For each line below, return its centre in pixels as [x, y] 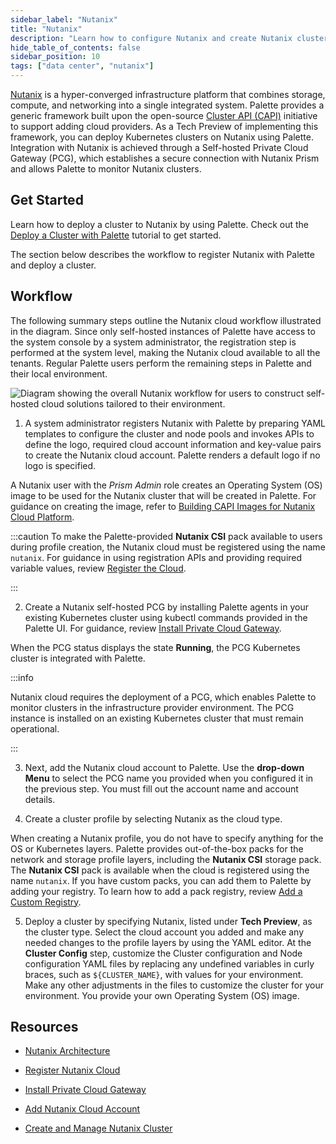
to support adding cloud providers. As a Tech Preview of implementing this [164, 126]
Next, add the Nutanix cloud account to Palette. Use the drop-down [164, 767]
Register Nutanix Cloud [72, 1070]
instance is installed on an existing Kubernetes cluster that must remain [157, 718]
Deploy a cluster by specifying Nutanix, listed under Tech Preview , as [168, 921]
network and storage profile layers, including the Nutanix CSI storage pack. [166, 859]
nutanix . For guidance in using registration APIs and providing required [156, 557]
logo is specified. [60, 465]
